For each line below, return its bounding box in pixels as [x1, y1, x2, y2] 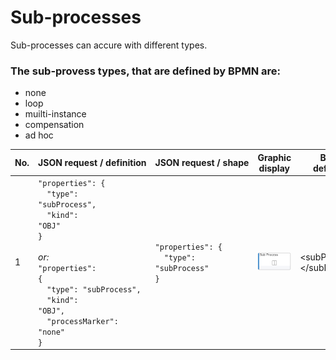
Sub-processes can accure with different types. [10, 39, 208, 51]
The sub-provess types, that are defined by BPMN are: [10, 64, 281, 78]
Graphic [257, 151, 292, 163]
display [258, 162, 290, 174]
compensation [24, 119, 85, 131]
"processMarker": [46, 316, 119, 326]
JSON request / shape [154, 157, 250, 169]
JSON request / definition [38, 157, 147, 169]
